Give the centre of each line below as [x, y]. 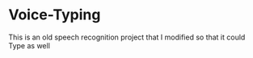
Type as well [30, 45]
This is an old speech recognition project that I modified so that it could [127, 37]
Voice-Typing [55, 15]
